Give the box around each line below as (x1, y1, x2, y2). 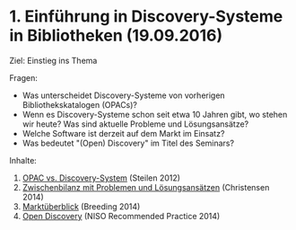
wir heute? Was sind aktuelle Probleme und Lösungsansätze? (22, 119, 249, 129)
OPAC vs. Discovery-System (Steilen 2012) (22, 172, 181, 183)
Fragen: (9, 72, 39, 83)
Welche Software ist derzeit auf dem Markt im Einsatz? (22, 128, 225, 138)
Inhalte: (9, 155, 38, 165)
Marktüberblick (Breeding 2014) (22, 200, 141, 212)
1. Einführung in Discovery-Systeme (9, 6, 283, 27)
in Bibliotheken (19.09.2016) (9, 25, 222, 46)
